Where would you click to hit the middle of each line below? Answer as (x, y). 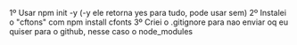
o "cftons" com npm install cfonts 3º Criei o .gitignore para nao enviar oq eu (148, 22)
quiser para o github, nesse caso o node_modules (101, 31)
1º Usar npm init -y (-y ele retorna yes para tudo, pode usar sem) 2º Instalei (148, 13)
